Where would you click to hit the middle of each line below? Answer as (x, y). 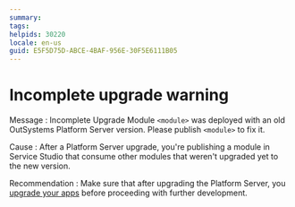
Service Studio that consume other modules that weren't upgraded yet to (144, 157)
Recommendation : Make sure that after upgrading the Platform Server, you (147, 184)
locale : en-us (36, 43)
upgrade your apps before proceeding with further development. (128, 193)
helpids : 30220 (38, 34)
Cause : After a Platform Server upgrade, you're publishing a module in (140, 147)
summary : (25, 17)
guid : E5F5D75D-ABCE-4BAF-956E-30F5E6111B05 (93, 51)
